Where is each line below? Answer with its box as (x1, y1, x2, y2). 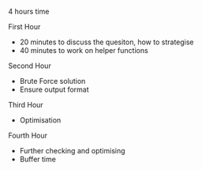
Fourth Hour (8, 130, 48, 140)
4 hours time (8, 7, 50, 16)
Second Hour (8, 61, 51, 70)
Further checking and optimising (19, 146, 125, 155)
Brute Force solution (19, 77, 86, 85)
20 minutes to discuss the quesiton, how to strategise (19, 37, 195, 47)
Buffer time (19, 154, 57, 164)
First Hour (8, 22, 41, 31)
